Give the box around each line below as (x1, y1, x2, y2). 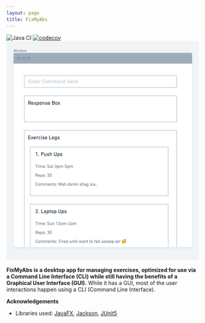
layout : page (6, 10, 40, 16)
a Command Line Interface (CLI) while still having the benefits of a (6, 273, 177, 280)
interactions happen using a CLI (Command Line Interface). (6, 286, 156, 294)
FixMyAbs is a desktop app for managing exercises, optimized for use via (6, 267, 196, 274)
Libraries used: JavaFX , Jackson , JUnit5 (15, 310, 117, 317)
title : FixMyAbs (6, 16, 48, 23)
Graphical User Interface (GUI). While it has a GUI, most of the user (6, 279, 177, 287)
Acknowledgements (6, 298, 59, 305)
